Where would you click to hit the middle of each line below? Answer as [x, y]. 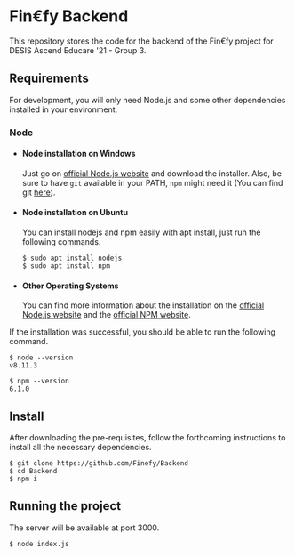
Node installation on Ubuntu [75, 213]
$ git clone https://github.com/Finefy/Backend [99, 464]
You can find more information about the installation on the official [143, 305]
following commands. [61, 242]
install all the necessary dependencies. [81, 448]
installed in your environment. [64, 109]
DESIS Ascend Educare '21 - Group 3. [78, 50]
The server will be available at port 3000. [84, 528]
